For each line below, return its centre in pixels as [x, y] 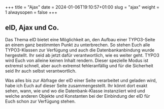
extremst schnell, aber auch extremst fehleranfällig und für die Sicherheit [79, 65]
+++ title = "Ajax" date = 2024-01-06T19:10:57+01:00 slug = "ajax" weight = [82, 7]
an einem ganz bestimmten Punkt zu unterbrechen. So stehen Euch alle [78, 45]
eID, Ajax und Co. [32, 28]
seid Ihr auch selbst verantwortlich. [41, 71]
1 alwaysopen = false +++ [31, 12]
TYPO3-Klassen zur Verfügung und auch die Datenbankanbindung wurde [80, 50]
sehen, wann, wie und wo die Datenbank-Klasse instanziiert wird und [75, 91]
